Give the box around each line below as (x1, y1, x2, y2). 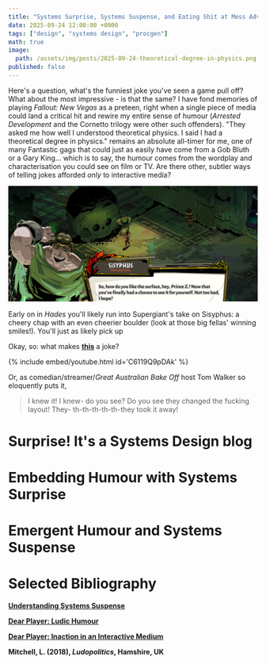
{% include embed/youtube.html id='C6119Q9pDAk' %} (8, 357, 188, 367)
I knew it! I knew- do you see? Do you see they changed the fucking (27, 396, 249, 405)
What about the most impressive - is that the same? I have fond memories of (8, 94, 258, 103)
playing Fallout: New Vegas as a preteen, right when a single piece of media (8, 102, 256, 112)
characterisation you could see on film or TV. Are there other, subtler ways (8, 161, 251, 171)
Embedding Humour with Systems (8, 469, 237, 487)
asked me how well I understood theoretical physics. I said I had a (8, 128, 223, 137)
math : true (8, 38, 44, 46)
